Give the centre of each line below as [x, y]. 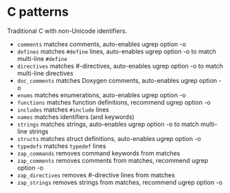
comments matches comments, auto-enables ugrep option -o [102, 44]
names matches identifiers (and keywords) [76, 116]
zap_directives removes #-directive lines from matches [96, 175]
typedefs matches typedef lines [61, 146]
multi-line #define [42, 58]
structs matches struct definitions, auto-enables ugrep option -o [109, 138]
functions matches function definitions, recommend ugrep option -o [114, 102]
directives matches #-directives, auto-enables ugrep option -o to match [120, 66]
